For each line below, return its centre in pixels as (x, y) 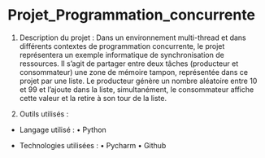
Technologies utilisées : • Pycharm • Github (93, 145)
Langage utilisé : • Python (63, 129)
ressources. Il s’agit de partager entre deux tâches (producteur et (129, 64)
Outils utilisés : (44, 114)
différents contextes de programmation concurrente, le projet (122, 46)
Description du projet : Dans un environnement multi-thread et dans (133, 37)
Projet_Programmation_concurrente (132, 15)
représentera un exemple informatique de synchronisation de (122, 55)
